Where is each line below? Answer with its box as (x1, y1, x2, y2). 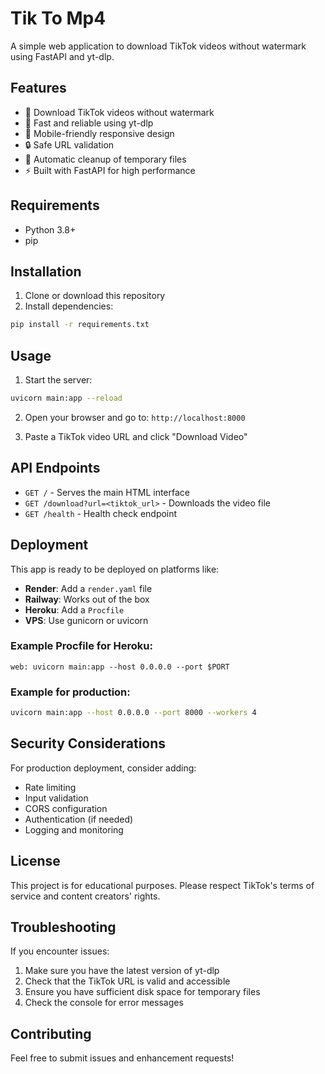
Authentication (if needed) (24, 813, 134, 825)
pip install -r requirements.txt (10, 320, 150, 330)
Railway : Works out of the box (24, 593, 150, 605)
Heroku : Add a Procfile (24, 603, 125, 616)
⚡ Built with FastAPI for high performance (24, 164, 196, 176)
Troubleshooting (10, 919, 117, 936)
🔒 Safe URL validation (24, 138, 115, 151)
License (10, 853, 61, 870)
